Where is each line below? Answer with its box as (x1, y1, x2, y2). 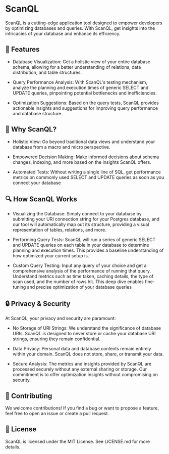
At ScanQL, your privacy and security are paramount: (5, 315, 116, 322)
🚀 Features (5, 45, 40, 54)
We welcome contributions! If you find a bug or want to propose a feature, (5, 405, 159, 411)
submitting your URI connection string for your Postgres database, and (12, 216, 160, 222)
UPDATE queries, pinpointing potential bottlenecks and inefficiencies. (12, 89, 157, 96)
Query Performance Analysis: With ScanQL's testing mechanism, (12, 79, 147, 85)
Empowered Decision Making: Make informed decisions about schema (12, 154, 159, 160)
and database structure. (12, 110, 63, 116)
